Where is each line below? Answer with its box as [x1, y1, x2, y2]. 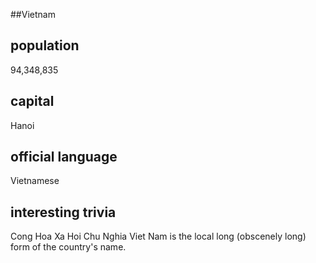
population [10, 37, 80, 54]
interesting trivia [10, 204, 117, 221]
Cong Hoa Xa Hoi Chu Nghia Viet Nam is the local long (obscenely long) [10, 230, 307, 243]
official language [10, 149, 118, 166]
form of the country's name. [10, 241, 127, 253]
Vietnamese [10, 175, 60, 187]
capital [10, 93, 55, 110]
